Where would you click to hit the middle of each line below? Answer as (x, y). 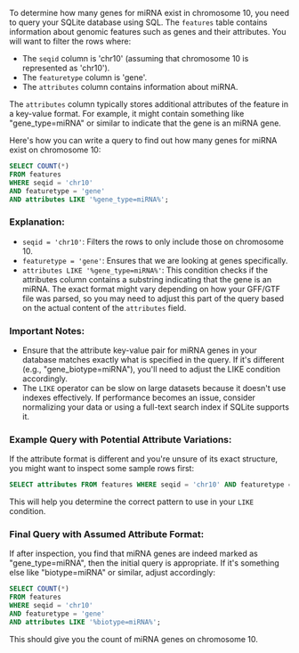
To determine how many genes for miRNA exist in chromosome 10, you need (149, 13)
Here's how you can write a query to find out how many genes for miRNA (143, 140)
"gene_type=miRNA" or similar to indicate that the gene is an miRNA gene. (145, 123)
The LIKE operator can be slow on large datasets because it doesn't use (154, 388)
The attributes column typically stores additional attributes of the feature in (149, 104)
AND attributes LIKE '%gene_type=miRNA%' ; (89, 200)
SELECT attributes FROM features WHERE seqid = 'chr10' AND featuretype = (151, 485)
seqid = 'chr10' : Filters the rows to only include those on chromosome (153, 241)
